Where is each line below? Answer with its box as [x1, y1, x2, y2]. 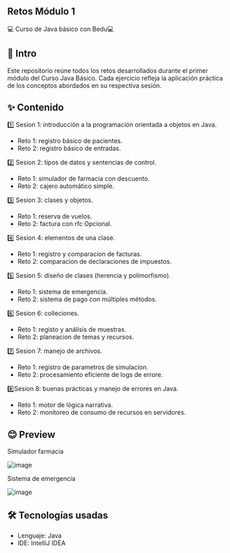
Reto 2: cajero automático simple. [17, 182, 114, 190]
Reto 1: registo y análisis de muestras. [17, 326, 127, 334]
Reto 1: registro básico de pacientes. [17, 137, 123, 145]
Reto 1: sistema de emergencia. [17, 288, 108, 296]
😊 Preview [7, 428, 55, 441]
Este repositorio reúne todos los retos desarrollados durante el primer [7, 66, 208, 74]
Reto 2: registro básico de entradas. [17, 144, 121, 153]
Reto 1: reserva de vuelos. [17, 212, 93, 220]
